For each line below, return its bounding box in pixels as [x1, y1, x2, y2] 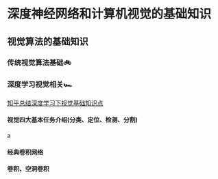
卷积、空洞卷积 [7, 165, 49, 173]
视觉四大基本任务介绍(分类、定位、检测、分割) [7, 115, 138, 124]
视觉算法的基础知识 [7, 36, 88, 47]
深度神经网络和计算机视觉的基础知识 [7, 6, 212, 22]
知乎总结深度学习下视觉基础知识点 [7, 98, 104, 107]
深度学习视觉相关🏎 [7, 80, 73, 89]
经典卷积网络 [7, 148, 43, 156]
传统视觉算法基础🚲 [7, 57, 72, 67]
